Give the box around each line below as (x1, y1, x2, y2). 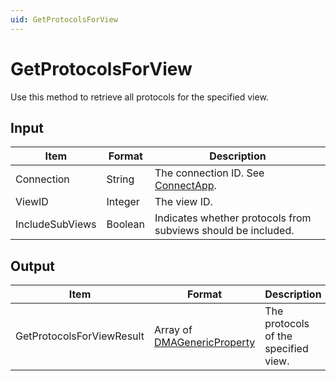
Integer (106, 195, 140, 209)
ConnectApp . (154, 179, 217, 193)
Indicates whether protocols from (154, 211, 312, 225)
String (106, 172, 135, 186)
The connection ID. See (154, 166, 265, 180)
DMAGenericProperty (153, 336, 256, 350)
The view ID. (154, 195, 213, 209)
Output (10, 257, 55, 275)
